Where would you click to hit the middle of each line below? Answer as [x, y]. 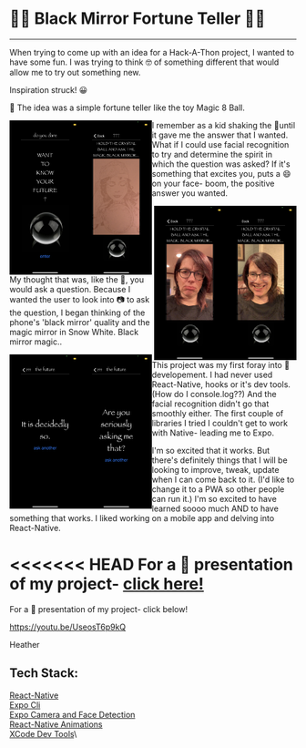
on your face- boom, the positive [213, 183]
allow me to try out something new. [75, 72]
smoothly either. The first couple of [218, 414]
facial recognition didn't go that [210, 404]
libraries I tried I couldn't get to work [220, 424]
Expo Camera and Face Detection [72, 714]
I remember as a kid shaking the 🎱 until [224, 125]
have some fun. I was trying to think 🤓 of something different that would [144, 62]
